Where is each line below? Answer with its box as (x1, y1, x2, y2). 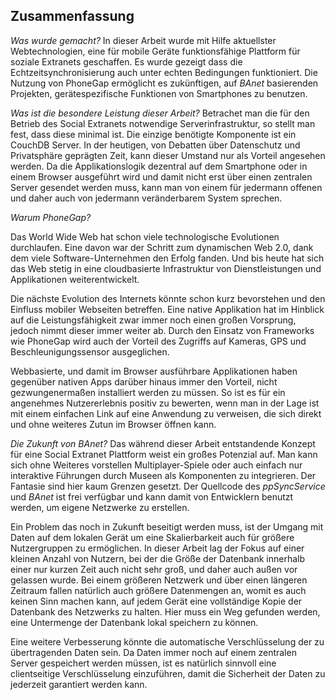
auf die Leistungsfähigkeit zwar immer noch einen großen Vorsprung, (10, 314, 297, 326)
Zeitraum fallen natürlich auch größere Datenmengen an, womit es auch (10, 584, 307, 596)
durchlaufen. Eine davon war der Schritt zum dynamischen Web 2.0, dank (10, 241, 314, 253)
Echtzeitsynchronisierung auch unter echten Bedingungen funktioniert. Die (10, 66, 318, 78)
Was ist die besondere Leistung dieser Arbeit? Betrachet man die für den (10, 107, 310, 119)
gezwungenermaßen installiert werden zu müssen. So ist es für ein (10, 386, 286, 398)
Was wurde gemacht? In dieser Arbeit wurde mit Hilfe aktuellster (10, 34, 277, 46)
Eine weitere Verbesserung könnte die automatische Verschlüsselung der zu (10, 635, 325, 648)
